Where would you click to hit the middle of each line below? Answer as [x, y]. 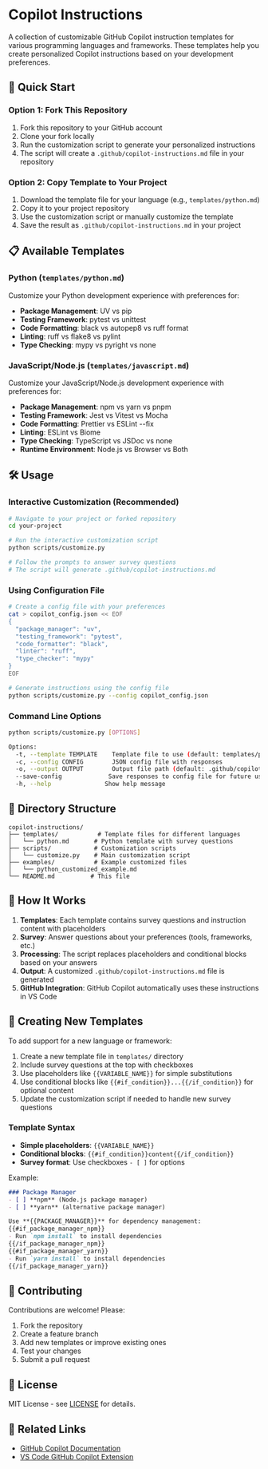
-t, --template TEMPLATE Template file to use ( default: [117, 754]
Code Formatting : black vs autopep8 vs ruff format [104, 328]
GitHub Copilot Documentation [70, 1448]
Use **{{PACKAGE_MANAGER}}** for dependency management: [105, 1221]
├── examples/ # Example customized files [98, 862]
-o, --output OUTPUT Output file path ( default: [110, 769]
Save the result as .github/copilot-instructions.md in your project [130, 224]
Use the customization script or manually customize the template [126, 216]
